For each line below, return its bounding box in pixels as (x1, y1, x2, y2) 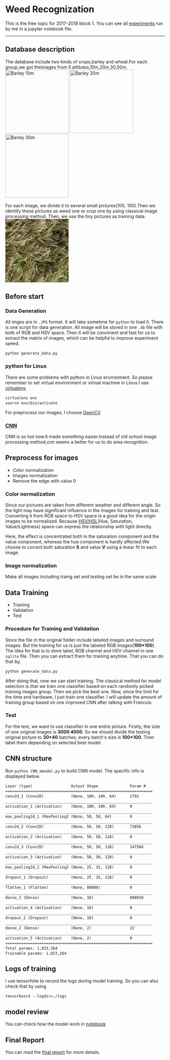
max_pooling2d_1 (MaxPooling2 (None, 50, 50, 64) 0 (5, 814, 133, 819)
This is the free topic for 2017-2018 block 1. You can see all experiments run (5, 20, 163, 26)
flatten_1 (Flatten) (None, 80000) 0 (5, 885, 133, 890)
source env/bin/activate (5, 400, 58, 406)
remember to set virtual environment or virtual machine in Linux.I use (5, 379, 149, 386)
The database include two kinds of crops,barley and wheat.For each (5, 58, 148, 64)
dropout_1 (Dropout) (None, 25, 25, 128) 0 (5, 874, 133, 880)
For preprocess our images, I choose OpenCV (5, 409, 101, 415)
